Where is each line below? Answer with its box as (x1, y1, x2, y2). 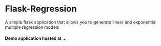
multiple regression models (5, 24, 59, 30)
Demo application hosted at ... (5, 35, 67, 41)
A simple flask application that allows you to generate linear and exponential (5, 19, 157, 25)
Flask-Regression (5, 3, 77, 14)
